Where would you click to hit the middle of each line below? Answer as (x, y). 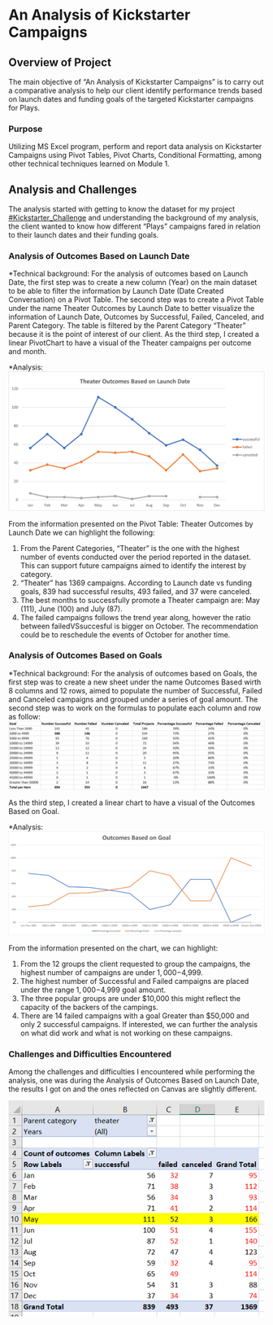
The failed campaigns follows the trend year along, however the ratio (135, 617)
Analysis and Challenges (73, 189)
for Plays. (24, 108)
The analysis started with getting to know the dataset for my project (122, 209)
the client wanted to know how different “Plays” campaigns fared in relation (135, 226)
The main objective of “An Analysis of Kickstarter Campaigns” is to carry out (136, 82)
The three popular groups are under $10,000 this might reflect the (130, 998)
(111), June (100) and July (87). (71, 609)
